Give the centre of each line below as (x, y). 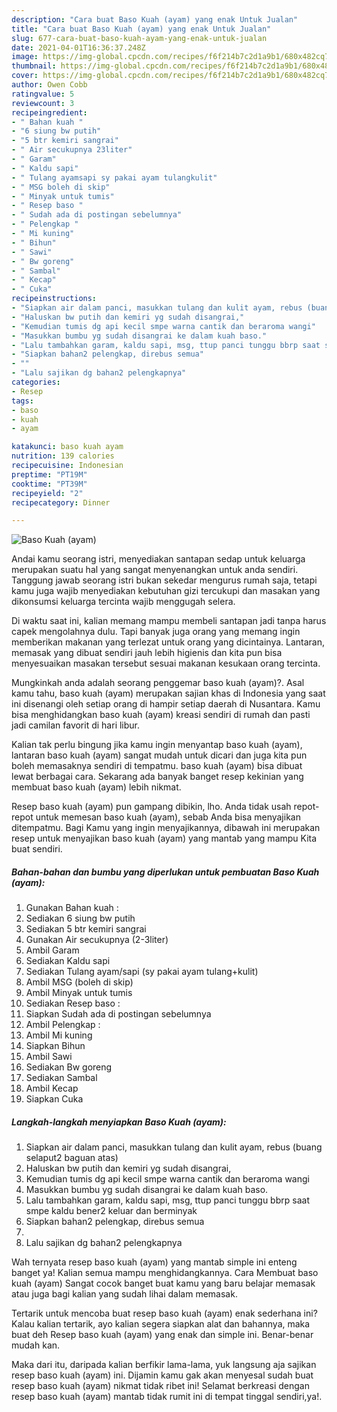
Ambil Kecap (52, 1088)
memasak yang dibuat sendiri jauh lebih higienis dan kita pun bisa (147, 653)
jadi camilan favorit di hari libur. (76, 725)
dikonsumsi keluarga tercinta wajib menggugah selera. (123, 602)
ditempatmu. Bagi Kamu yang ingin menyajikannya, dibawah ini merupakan (166, 828)
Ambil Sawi (49, 1057)
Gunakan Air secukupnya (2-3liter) (97, 940)
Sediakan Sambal (61, 1078)
